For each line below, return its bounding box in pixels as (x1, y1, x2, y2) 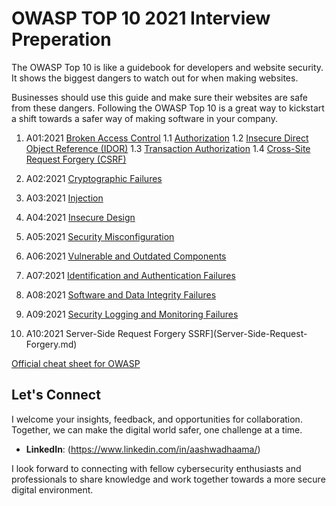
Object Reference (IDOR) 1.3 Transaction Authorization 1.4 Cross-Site (25, 142, 311, 154)
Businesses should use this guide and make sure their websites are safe (11, 91, 308, 103)
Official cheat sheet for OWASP (11, 357, 141, 369)
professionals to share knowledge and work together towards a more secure (11, 473, 326, 485)
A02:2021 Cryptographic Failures (25, 172, 163, 184)
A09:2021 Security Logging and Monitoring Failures (25, 308, 239, 320)
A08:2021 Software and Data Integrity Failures (25, 288, 217, 301)
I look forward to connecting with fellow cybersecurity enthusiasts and (11, 462, 302, 474)
